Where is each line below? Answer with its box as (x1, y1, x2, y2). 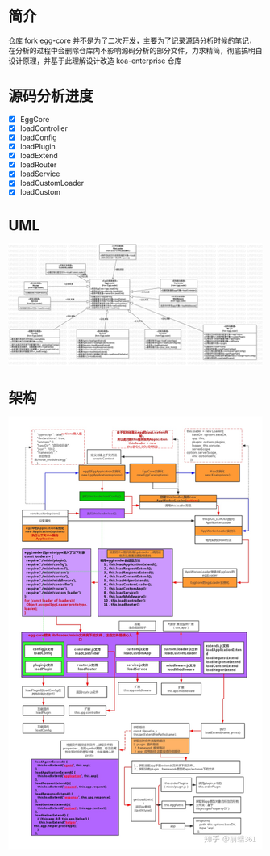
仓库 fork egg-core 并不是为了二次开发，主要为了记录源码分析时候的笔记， (8, 36, 256, 45)
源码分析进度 (8, 87, 94, 106)
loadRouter (19, 160, 57, 170)
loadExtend (19, 151, 58, 161)
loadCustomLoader (19, 178, 85, 188)
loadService (19, 169, 60, 178)
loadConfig (19, 132, 58, 142)
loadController (19, 123, 69, 133)
